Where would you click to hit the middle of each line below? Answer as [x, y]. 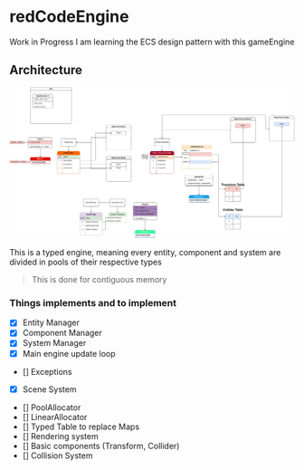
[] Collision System [57, 456]
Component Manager [62, 333]
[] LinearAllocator [55, 417]
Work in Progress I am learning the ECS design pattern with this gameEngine [152, 42]
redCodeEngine [69, 17]
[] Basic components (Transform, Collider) [101, 446]
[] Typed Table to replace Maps [81, 427]
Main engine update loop [69, 353]
